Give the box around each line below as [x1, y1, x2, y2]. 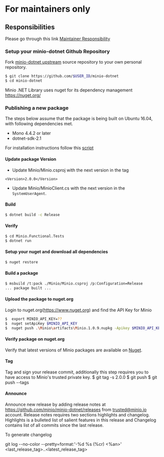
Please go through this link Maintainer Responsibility [5, 36, 111, 42]
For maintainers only [5, 3, 91, 15]
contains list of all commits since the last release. [5, 422, 104, 428]
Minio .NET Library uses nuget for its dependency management [5, 87, 133, 93]
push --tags [5, 379, 29, 385]
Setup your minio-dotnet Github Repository [5, 48, 110, 55]
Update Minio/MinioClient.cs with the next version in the [12, 185, 125, 191]
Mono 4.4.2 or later [12, 131, 51, 136]
